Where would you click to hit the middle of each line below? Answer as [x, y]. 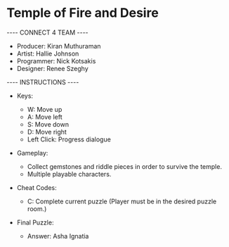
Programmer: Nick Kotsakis [56, 61]
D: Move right [47, 132]
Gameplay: [32, 153]
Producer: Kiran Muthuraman [59, 46]
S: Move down [48, 124]
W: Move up [45, 109]
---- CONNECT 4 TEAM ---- [47, 32]
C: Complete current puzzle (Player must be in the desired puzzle [122, 201]
